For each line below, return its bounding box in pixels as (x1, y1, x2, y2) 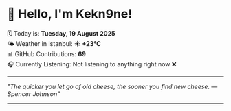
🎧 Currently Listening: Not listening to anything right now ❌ (7, 60, 177, 68)
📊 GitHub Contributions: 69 (7, 49, 86, 58)
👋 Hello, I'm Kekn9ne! (7, 6, 133, 22)
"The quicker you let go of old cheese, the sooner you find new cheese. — (7, 82, 218, 90)
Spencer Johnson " (7, 89, 60, 98)
